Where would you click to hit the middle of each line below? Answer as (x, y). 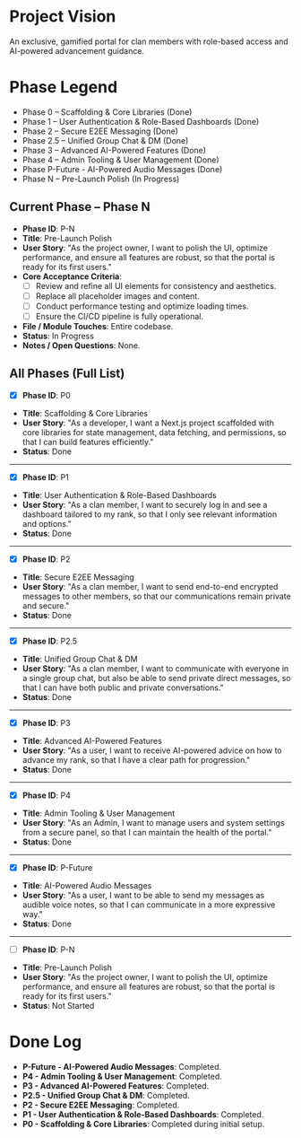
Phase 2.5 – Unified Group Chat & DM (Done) (105, 140)
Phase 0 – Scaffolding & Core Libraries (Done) (107, 112)
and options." (47, 523)
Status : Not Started (58, 1006)
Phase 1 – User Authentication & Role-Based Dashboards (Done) (141, 121)
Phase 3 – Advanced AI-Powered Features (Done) (114, 150)
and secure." (46, 605)
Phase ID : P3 (46, 723)
